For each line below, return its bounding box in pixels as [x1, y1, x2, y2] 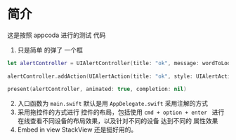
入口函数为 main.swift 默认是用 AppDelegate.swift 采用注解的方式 [17, 99, 209, 108]
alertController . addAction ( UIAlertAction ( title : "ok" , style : [7, 73, 193, 80]
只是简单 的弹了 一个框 [17, 45, 83, 54]
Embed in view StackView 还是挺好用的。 [17, 125, 138, 134]
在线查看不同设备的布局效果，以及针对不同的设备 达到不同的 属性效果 [17, 117, 218, 125]
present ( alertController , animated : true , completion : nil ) [7, 85, 188, 93]
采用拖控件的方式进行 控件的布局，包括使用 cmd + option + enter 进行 [17, 108, 225, 116]
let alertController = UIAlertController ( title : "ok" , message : [7, 59, 199, 66]
